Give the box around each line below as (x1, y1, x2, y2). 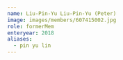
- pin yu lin (13, 42, 51, 49)
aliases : (7, 36, 33, 43)
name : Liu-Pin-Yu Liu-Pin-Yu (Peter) (7, 10, 117, 17)
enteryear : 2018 (7, 29, 54, 37)
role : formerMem (7, 23, 54, 30)
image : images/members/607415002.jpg (7, 17, 117, 23)
